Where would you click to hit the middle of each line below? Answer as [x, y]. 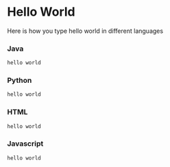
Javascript [25, 144]
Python [20, 81]
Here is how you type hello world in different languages [85, 31]
